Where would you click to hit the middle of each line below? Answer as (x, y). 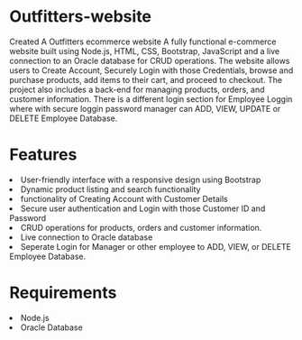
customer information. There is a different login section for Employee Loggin (151, 99)
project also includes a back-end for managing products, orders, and (137, 89)
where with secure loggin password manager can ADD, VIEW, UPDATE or (145, 108)
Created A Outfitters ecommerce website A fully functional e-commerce (143, 41)
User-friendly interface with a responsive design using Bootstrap (141, 179)
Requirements (63, 293)
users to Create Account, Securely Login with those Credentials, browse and (151, 70)
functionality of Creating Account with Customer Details (124, 198)
